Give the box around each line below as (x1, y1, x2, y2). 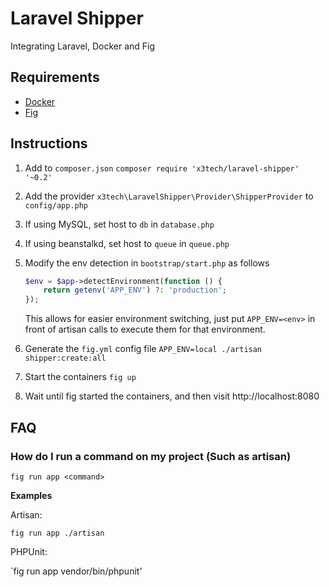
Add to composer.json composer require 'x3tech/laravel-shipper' (24, 162, 300, 174)
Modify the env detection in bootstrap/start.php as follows (24, 257, 270, 269)
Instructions (10, 135, 88, 152)
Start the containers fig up (24, 371, 137, 383)
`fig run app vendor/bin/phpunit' (10, 565, 143, 577)
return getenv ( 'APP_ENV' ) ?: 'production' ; (43, 285, 228, 296)
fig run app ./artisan (10, 528, 105, 538)
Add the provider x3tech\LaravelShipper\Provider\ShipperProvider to (24, 190, 314, 202)
